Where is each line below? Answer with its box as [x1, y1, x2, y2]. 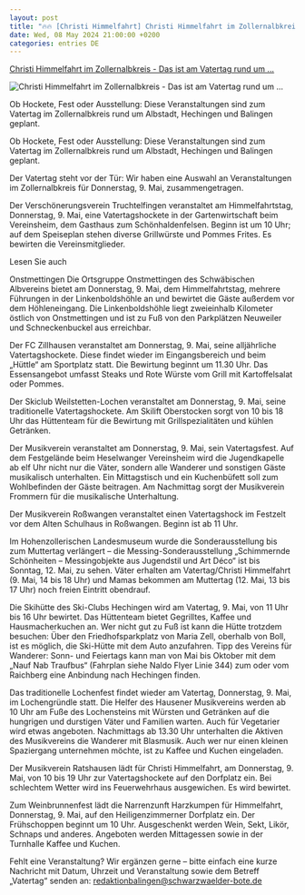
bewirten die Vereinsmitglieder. [9, 238, 125, 250]
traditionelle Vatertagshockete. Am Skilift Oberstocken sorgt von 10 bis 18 [9, 406, 284, 417]
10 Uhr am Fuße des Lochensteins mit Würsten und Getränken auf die [9, 707, 270, 718]
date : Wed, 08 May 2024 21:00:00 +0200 [9, 30, 161, 39]
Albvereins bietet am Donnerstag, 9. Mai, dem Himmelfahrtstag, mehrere [9, 284, 281, 295]
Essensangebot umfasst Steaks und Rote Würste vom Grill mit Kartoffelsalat [9, 369, 293, 380]
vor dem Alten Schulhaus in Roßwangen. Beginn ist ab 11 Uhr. [9, 518, 239, 529]
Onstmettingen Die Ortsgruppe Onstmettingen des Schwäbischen [9, 274, 256, 285]
